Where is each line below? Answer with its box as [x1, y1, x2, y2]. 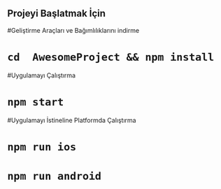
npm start [7, 96, 64, 109]
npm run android [7, 169, 101, 183]
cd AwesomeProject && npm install [7, 51, 215, 63]
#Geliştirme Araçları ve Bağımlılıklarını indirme [7, 26, 140, 34]
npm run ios [7, 140, 77, 153]
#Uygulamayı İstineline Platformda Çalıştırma [7, 116, 136, 124]
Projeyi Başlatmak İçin [7, 8, 106, 20]
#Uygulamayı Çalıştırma [7, 71, 76, 80]
